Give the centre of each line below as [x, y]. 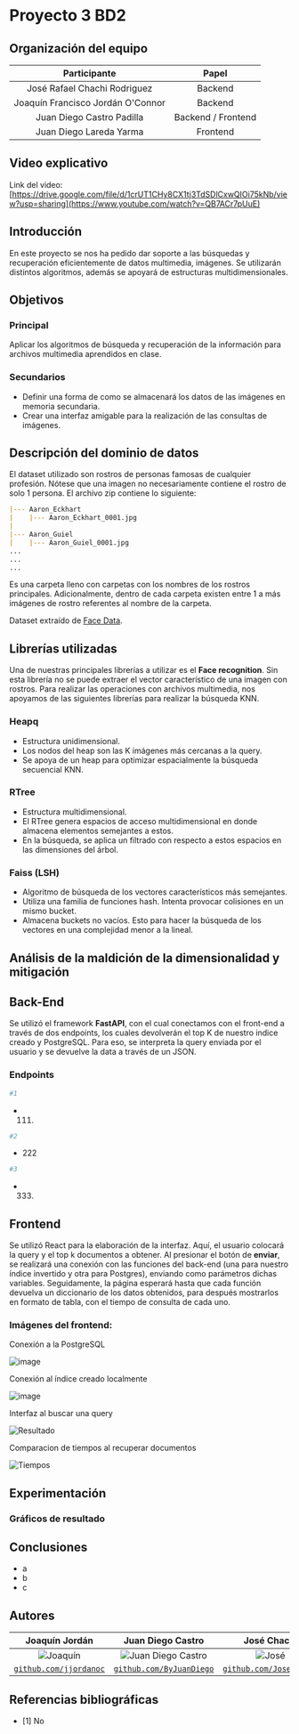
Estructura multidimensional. [74, 812]
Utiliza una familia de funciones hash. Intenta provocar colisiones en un [153, 902]
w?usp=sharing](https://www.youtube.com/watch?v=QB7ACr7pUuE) [135, 203]
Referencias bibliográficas [84, 1700]
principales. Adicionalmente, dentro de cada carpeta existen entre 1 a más [145, 594]
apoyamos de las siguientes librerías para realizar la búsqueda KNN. [134, 699]
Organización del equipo [79, 49]
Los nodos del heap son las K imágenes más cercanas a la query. [142, 750]
